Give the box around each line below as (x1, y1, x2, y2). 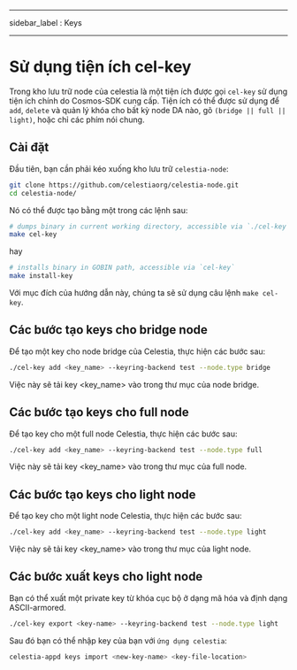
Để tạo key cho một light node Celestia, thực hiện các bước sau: (9, 511, 242, 521)
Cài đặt (9, 140, 49, 155)
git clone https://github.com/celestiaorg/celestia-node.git (9, 181, 240, 189)
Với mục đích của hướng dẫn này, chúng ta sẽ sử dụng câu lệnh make (9, 288, 259, 297)
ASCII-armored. (9, 602, 66, 612)
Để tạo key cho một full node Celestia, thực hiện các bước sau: (9, 428, 238, 439)
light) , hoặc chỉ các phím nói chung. (9, 114, 145, 125)
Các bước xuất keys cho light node (9, 569, 203, 584)
